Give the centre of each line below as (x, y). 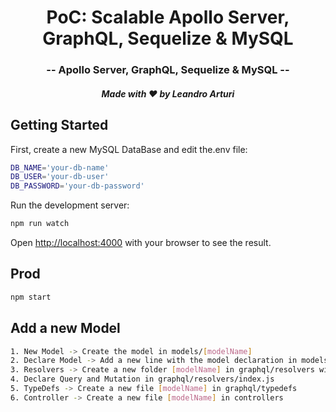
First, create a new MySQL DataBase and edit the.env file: (129, 149)
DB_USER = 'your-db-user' (60, 177)
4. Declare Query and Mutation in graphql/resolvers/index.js (142, 379)
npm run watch (40, 224)
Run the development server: (70, 205)
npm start (31, 297)
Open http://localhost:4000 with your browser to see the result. (141, 243)
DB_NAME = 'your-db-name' (60, 167)
